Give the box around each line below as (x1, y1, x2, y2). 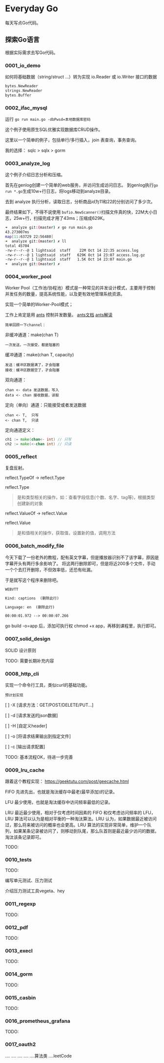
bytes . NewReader (5, 84, 38, 89)
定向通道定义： (5, 427, 35, 433)
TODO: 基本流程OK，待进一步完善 (5, 754, 73, 760)
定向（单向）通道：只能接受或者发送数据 (5, 402, 86, 408)
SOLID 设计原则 (5, 647, 37, 653)
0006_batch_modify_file (5, 543, 64, 550)
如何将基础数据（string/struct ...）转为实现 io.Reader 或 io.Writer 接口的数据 (5, 74, 157, 80)
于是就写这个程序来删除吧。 (5, 577, 61, 583)
